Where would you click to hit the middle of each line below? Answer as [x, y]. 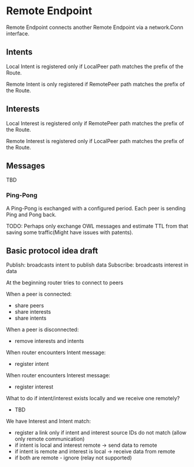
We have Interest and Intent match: [49, 421]
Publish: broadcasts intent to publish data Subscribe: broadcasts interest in [97, 265]
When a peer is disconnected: [42, 330]
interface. [18, 33]
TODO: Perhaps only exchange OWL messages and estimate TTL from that [97, 226]
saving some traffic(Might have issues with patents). [70, 232]
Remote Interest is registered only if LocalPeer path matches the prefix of [95, 141]
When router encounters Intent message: [56, 352]
